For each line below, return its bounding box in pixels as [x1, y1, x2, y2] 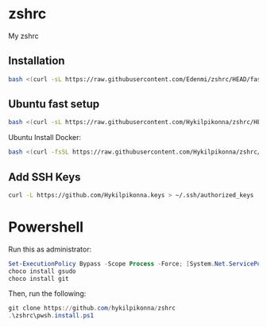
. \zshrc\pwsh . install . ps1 [8, 312, 94, 320]
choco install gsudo [8, 267, 77, 275]
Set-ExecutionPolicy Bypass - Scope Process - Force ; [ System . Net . [8, 259, 229, 267]
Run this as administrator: [8, 244, 92, 254]
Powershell [8, 218, 84, 236]
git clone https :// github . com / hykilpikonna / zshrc [8, 304, 176, 313]
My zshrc [8, 31, 39, 41]
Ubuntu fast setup [8, 97, 100, 111]
